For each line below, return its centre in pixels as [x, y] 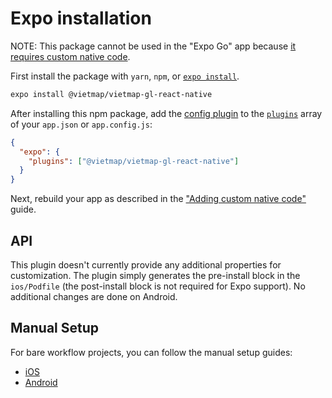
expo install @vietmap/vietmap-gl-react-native [111, 94]
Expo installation [81, 18]
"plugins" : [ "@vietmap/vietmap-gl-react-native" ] [134, 161]
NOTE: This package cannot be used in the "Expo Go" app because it [153, 46]
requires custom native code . [70, 56]
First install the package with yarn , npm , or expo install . [125, 76]
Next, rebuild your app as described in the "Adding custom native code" [158, 199]
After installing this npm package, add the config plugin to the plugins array [166, 113]
